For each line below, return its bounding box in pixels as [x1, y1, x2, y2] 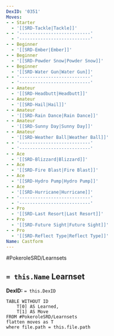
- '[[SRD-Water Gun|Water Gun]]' [11, 69, 93, 75]
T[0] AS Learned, [16, 304, 59, 310]
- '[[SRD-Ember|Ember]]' [11, 47, 72, 53]
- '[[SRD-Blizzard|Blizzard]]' [11, 157, 88, 162]
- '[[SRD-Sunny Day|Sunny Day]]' [11, 124, 93, 129]
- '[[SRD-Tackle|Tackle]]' [11, 25, 78, 31]
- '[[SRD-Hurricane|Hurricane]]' [11, 189, 93, 195]
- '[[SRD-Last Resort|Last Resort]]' [11, 211, 104, 217]
